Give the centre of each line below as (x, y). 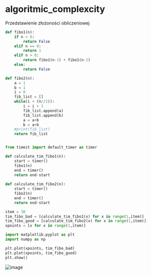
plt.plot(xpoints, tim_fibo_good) (41, 253)
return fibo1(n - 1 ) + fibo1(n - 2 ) (57, 60)
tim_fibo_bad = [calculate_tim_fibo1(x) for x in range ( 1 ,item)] (74, 216)
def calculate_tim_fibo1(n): (35, 156)
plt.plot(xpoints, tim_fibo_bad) (40, 248)
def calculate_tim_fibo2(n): (35, 184)
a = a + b (31, 120)
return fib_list (31, 134)
